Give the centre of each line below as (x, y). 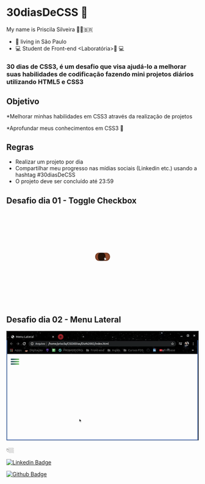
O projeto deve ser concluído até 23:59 (64, 181)
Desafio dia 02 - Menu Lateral (64, 320)
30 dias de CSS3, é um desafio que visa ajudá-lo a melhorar (96, 67)
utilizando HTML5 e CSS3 (45, 82)
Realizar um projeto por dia (49, 162)
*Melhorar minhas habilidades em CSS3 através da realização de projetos (99, 116)
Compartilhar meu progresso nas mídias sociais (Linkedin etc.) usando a (106, 168)
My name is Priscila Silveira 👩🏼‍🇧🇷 (50, 29)
